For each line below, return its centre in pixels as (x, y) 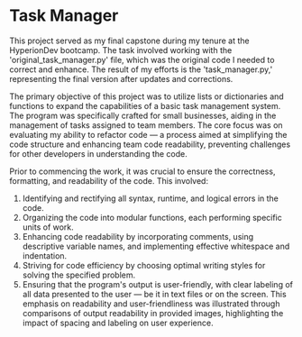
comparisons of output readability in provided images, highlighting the (153, 313)
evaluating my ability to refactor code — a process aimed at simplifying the (148, 134)
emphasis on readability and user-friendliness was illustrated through (151, 304)
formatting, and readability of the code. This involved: (109, 180)
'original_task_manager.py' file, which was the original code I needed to (142, 59)
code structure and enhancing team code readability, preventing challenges (150, 144)
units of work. (48, 227)
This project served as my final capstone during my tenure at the (129, 41)
